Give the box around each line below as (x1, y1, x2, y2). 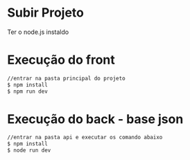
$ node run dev (7, 147, 51, 154)
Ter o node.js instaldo (7, 28, 69, 36)
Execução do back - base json (7, 111, 184, 127)
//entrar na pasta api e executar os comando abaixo (7, 134, 163, 141)
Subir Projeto (7, 5, 85, 21)
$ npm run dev (7, 88, 49, 95)
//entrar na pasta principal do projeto (7, 75, 126, 82)
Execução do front (7, 52, 116, 68)
